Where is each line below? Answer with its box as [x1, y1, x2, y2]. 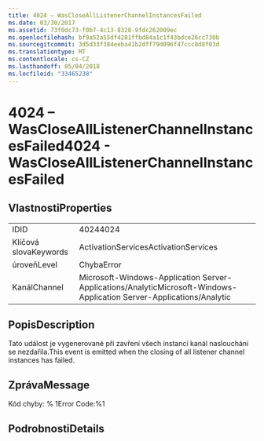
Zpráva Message [8, 378, 90, 392]
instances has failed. [8, 355, 75, 365]
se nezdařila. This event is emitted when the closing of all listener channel [8, 347, 245, 357]
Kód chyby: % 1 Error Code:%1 [8, 399, 105, 409]
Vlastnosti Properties [8, 202, 112, 215]
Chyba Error [79, 259, 122, 270]
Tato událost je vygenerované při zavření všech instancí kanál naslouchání [8, 339, 249, 348]
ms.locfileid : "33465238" [8, 70, 93, 78]
